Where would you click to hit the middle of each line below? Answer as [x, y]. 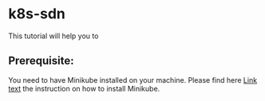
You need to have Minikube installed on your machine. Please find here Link [133, 80]
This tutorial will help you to [53, 36]
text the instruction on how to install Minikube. [84, 88]
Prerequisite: [41, 61]
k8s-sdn [37, 14]
